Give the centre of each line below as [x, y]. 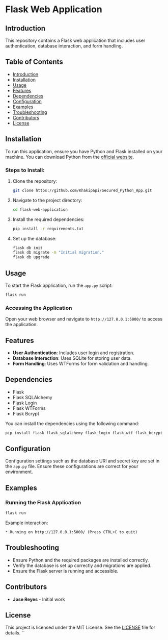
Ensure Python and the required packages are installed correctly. [81, 560]
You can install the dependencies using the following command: [72, 423]
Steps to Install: [25, 170]
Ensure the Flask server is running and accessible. [65, 571]
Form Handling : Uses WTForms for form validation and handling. [81, 363]
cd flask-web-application [40, 210]
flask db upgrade [31, 257]
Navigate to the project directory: [47, 200]
